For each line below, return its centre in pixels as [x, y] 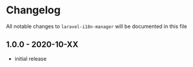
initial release [30, 58]
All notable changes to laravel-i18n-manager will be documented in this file [96, 26]
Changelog [33, 10]
